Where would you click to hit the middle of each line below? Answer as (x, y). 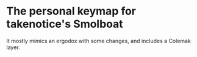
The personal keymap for (71, 11)
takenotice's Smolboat (65, 24)
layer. (13, 47)
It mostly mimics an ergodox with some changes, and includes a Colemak (99, 41)
